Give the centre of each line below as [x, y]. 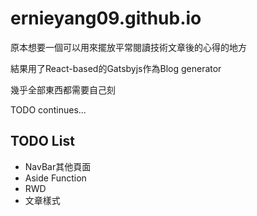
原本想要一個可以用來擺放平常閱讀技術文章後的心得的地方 [128, 47]
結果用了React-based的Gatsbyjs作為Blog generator [116, 68]
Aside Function [55, 178]
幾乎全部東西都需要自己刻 [63, 89]
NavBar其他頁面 [58, 166]
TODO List [42, 141]
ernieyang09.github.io [106, 18]
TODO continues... [48, 109]
